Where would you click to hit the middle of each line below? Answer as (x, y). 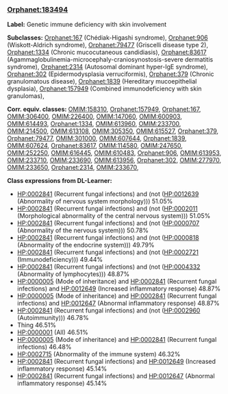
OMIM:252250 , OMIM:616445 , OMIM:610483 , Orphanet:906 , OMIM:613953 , (114, 153)
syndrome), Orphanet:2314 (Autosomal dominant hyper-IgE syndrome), (107, 67)
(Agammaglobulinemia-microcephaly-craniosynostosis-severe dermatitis (110, 60)
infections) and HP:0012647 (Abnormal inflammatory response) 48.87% (118, 304)
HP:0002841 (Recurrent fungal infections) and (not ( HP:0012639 (108, 194)
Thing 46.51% (37, 325)
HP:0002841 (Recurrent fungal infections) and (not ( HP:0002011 (107, 209)
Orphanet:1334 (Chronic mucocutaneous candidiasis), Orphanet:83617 (107, 52)
